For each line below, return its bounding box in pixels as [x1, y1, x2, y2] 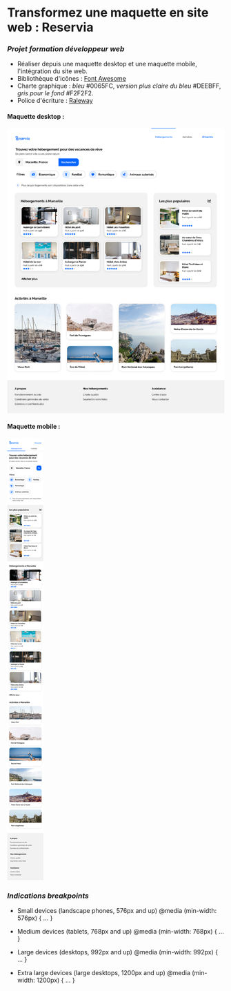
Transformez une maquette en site [7, 5, 209, 21]
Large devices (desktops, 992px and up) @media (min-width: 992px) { [17, 948, 219, 956]
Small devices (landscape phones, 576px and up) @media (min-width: [17, 907, 217, 915]
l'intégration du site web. [17, 67, 88, 75]
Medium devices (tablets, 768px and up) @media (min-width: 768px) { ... [17, 927, 224, 936]
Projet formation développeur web [7, 44, 125, 54]
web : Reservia [7, 19, 94, 35]
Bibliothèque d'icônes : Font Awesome [17, 75, 126, 83]
